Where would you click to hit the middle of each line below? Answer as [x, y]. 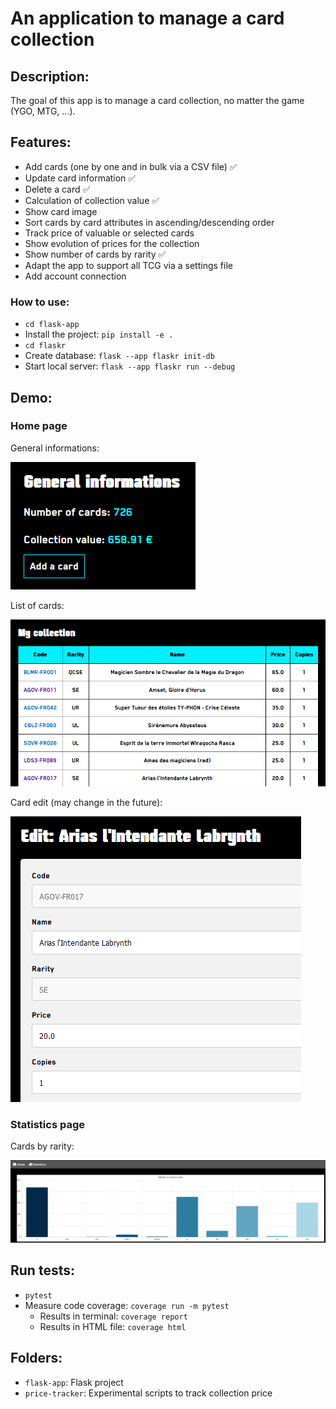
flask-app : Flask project [74, 1382]
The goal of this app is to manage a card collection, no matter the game [157, 100]
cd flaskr [45, 346]
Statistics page [48, 1124]
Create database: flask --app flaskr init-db [119, 356]
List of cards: [37, 605]
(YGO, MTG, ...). [43, 111]
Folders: [36, 1358]
